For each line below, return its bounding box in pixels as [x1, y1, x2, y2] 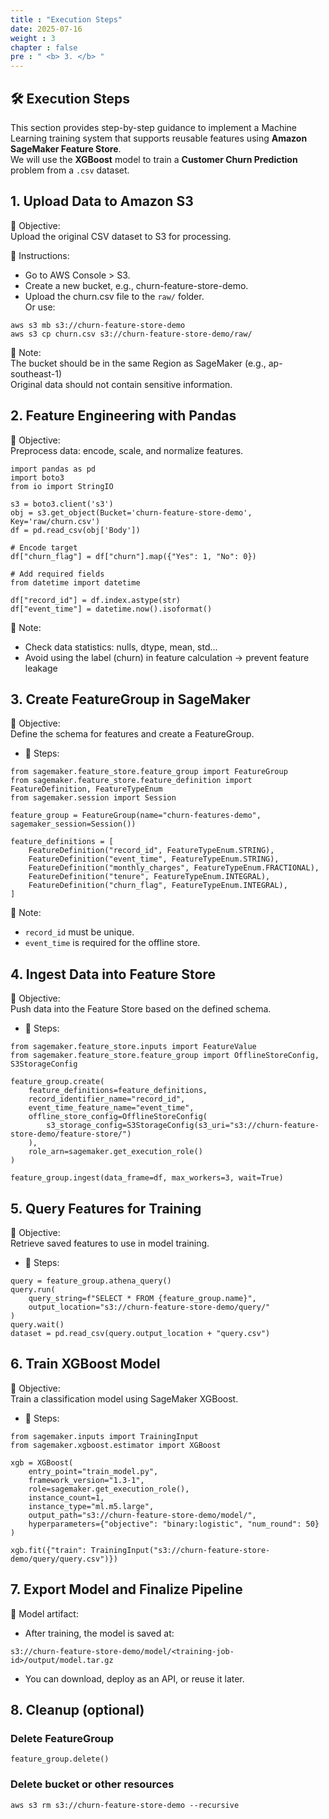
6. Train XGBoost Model [10, 1356, 161, 1373]
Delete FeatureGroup [10, 1731, 114, 1745]
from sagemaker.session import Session [10, 793, 177, 803]
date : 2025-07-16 [10, 24, 83, 34]
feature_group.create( [10, 1077, 105, 1087]
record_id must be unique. [24, 926, 135, 938]
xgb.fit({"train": [10, 1545, 87, 1555]
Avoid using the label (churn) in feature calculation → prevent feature [24, 651, 310, 663]
